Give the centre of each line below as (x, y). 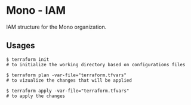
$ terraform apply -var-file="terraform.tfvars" (68, 91)
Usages (21, 46)
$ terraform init (28, 59)
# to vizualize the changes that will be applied (69, 80)
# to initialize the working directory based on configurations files (96, 64)
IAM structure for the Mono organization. (56, 27)
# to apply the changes (36, 96)
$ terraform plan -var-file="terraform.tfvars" (67, 75)
